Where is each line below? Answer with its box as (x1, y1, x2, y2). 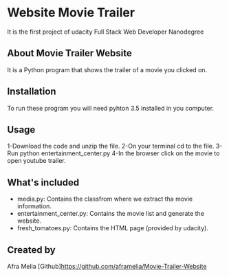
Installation (7, 86, 56, 98)
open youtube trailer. (7, 157, 67, 165)
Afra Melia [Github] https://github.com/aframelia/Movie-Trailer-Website (7, 263, 207, 270)
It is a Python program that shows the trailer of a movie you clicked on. (7, 65, 208, 74)
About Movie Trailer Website (7, 47, 133, 59)
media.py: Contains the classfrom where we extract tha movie (17, 195, 193, 203)
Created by (7, 244, 56, 256)
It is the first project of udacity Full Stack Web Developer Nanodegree (7, 27, 204, 36)
